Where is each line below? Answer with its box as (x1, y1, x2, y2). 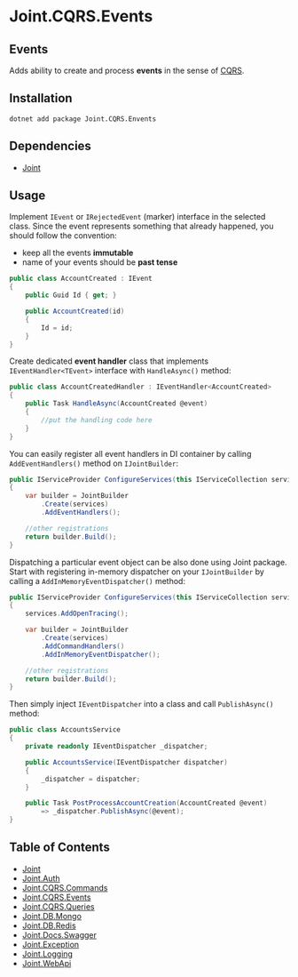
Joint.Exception (21, 939, 80, 949)
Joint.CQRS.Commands (21, 882, 108, 893)
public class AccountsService (9, 725, 122, 734)
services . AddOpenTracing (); (25, 609, 129, 619)
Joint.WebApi (21, 957, 72, 968)
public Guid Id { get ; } (25, 291, 117, 300)
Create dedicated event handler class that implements (9, 356, 209, 366)
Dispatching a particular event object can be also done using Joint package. (9, 557, 287, 567)
